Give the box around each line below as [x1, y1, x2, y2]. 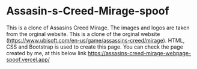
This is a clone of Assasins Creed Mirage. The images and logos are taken [6, 24, 190, 31]
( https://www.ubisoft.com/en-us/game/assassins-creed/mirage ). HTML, [6, 37, 185, 44]
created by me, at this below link [6, 49, 87, 56]
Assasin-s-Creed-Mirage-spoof [6, 4, 169, 18]
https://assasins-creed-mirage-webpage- [88, 49, 192, 56]
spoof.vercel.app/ [6, 56, 50, 63]
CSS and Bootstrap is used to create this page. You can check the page [6, 43, 183, 50]
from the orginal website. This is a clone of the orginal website [6, 30, 160, 37]
